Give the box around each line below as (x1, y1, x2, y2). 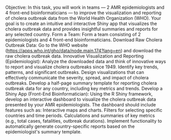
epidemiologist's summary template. (5, 129, 82, 134)
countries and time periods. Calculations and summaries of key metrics (5, 113, 155, 119)
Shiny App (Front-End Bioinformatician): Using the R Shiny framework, (5, 91, 153, 97)
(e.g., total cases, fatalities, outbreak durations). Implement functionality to (5, 118, 162, 124)
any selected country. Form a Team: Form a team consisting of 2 (5, 32, 141, 37)
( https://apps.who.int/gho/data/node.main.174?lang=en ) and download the (5, 48, 162, 53)
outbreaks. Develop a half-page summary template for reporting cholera (5, 80, 157, 86)
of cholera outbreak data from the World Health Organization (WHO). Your (5, 15, 161, 21)
